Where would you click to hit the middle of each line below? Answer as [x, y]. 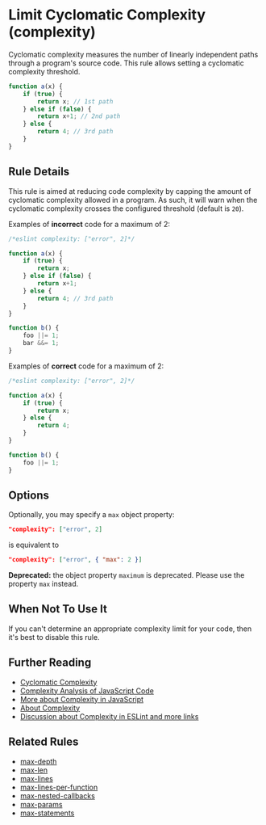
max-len [34, 770]
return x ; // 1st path [75, 101]
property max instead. [44, 584]
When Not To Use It [58, 609]
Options [29, 495]
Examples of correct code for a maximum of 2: [86, 366]
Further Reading [50, 663]
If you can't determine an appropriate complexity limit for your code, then [130, 629]
